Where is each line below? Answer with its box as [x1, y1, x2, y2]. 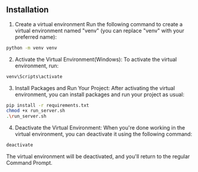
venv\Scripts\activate [6, 73, 63, 79]
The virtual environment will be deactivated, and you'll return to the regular [6, 153, 190, 160]
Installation [6, 5, 49, 15]
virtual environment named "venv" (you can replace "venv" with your [14, 27, 185, 34]
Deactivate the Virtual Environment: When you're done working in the [14, 124, 185, 131]
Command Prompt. [6, 159, 52, 167]
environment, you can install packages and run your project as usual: [14, 91, 185, 98]
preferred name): [14, 33, 57, 41]
